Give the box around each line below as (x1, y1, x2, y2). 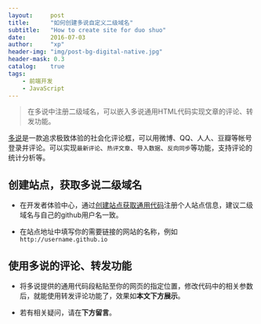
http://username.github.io (19, 236, 108, 244)
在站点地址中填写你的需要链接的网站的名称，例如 (19, 227, 178, 236)
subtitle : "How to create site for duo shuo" (8, 26, 167, 34)
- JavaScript (22, 84, 65, 93)
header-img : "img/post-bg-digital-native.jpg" (8, 48, 163, 56)
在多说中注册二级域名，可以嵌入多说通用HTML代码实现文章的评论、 (27, 107, 247, 116)
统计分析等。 (8, 153, 49, 162)
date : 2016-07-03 (8, 33, 86, 42)
